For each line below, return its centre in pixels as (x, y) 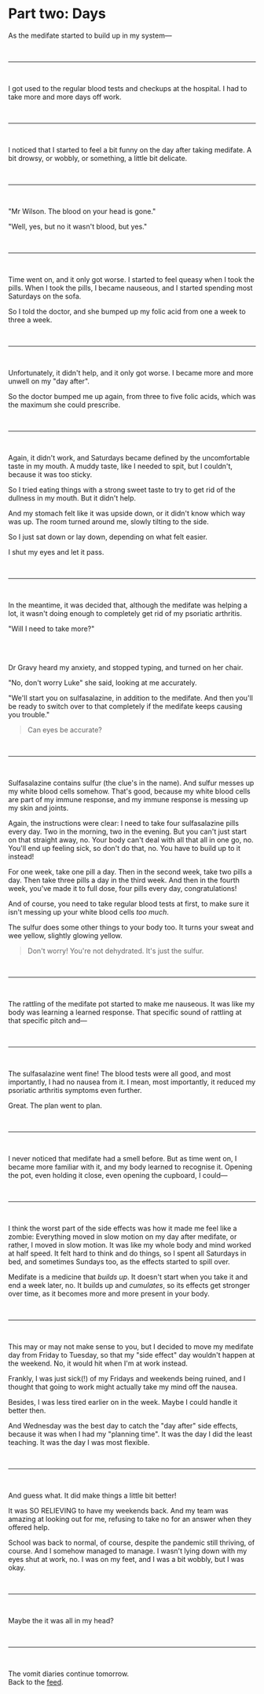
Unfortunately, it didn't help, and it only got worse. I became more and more (131, 372)
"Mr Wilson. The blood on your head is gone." (82, 211)
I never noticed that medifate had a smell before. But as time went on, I (123, 1158)
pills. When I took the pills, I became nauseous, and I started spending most (130, 288)
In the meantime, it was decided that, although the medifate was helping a (128, 605)
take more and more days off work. (65, 97)
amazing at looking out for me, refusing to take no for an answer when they (130, 1519)
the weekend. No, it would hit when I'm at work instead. (98, 1363)
